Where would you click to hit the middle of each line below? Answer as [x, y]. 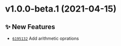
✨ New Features [30, 27]
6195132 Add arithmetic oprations [46, 38]
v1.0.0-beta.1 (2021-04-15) [61, 9]
